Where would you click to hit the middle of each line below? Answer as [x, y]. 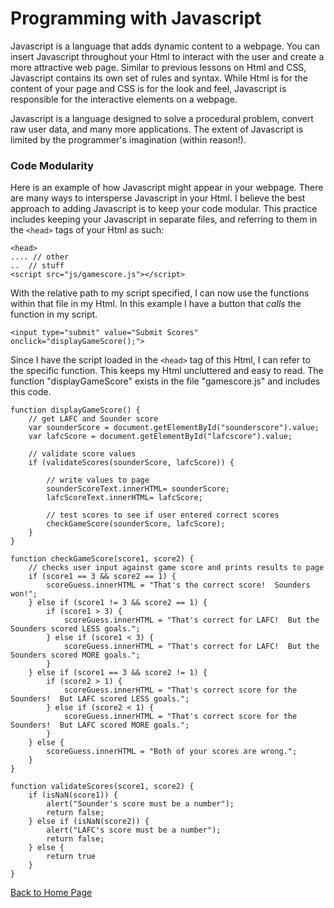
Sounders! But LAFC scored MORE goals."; [100, 725]
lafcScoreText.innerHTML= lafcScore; [124, 498]
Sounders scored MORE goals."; [75, 655]
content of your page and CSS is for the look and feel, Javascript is [148, 88]
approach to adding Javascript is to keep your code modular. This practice [164, 209]
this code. [31, 392]
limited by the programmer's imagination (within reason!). [128, 139]
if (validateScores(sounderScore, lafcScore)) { [131, 463]
